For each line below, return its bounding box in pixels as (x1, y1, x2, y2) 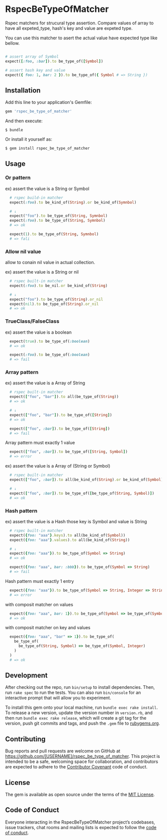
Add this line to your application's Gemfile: (5, 99, 92, 105)
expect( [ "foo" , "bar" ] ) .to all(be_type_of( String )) (9, 394, 119, 399)
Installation (5, 86, 41, 94)
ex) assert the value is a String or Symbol (5, 186, 89, 191)
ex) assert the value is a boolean (5, 329, 72, 335)
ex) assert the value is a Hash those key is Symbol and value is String (5, 518, 148, 524)
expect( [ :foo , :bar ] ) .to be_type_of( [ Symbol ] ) (5, 59, 103, 64)
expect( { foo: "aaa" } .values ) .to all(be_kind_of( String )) (9, 537, 130, 543)
